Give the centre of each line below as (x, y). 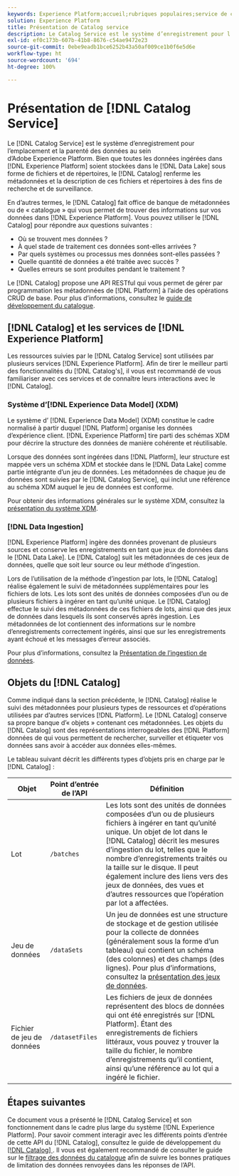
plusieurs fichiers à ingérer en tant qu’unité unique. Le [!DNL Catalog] (109, 601)
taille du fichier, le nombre (149, 1050)
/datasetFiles (74, 1037)
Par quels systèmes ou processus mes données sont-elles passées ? (119, 254)
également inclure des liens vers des (167, 876)
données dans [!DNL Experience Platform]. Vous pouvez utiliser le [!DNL (113, 217)
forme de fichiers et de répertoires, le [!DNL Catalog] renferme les (104, 173)
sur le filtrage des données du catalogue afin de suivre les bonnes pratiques (119, 1158)
